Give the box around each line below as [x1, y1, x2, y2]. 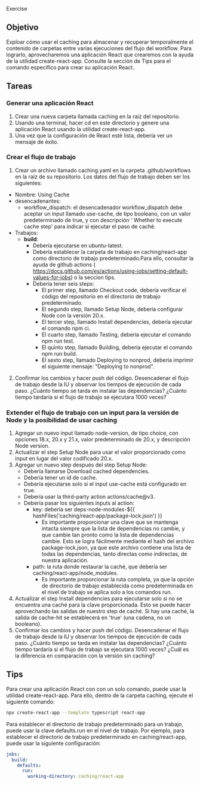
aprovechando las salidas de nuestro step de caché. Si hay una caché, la [14, 608, 195, 615]
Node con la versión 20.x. [41, 311, 105, 319]
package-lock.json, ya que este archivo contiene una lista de [41, 544, 192, 551]
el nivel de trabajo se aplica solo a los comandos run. [41, 589, 173, 596]
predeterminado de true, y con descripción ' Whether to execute [23, 216, 183, 223]
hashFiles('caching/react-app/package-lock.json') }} [32, 512, 162, 520]
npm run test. [41, 337, 75, 344]
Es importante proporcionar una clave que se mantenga [41, 519, 179, 526]
